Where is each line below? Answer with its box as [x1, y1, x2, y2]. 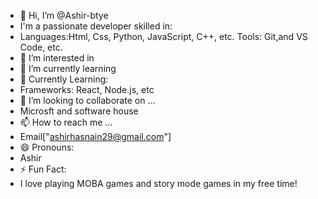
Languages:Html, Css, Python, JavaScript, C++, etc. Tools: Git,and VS [19, 31, 308, 42]
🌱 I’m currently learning [19, 63, 117, 74]
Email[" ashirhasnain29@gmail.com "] [19, 131, 172, 142]
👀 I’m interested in [19, 52, 95, 64]
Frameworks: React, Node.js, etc [19, 84, 155, 95]
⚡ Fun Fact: [19, 163, 67, 175]
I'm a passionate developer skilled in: [19, 20, 173, 32]
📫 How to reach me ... [19, 116, 113, 128]
